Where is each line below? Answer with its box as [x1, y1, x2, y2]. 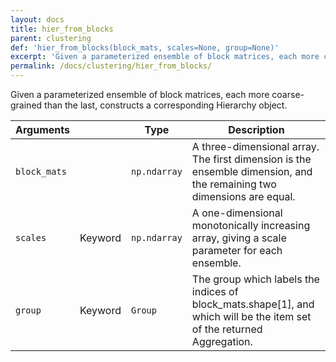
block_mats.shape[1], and [191, 297, 315, 311]
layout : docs [10, 14, 65, 25]
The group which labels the [191, 272, 320, 286]
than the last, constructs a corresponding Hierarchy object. [44, 99, 288, 111]
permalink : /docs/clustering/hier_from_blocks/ [10, 61, 213, 71]
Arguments [15, 123, 70, 136]
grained [10, 99, 43, 111]
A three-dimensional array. [191, 140, 320, 153]
